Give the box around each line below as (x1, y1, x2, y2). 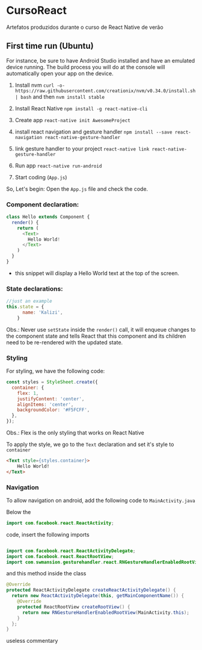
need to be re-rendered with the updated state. (6, 338, 123, 346)
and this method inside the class (6, 570, 87, 577)
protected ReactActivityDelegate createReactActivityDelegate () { (6, 587, 176, 593)
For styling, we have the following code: (6, 368, 105, 375)
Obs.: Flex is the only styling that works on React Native (6, 429, 144, 436)
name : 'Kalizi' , (22, 309, 63, 315)
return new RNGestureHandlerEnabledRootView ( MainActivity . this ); (22, 609, 189, 616)
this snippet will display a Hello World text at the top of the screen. (14, 269, 179, 277)
